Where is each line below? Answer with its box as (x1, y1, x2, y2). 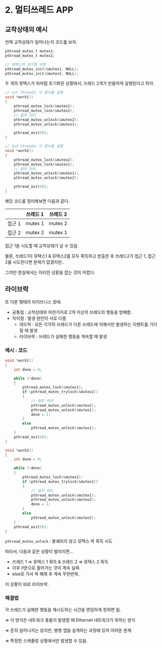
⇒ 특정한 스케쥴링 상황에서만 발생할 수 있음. (5, 637, 88, 644)
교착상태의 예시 (5, 25, 48, 34)
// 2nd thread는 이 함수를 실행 (5, 144, 63, 149)
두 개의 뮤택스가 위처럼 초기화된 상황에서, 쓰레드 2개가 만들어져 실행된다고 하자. (5, 81, 155, 86)
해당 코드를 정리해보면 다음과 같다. (5, 198, 70, 204)
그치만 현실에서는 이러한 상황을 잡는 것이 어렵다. (5, 269, 96, 275)
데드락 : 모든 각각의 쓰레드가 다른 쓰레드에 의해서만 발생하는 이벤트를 (19, 321, 148, 327)
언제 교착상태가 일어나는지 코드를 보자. (5, 39, 77, 45)
